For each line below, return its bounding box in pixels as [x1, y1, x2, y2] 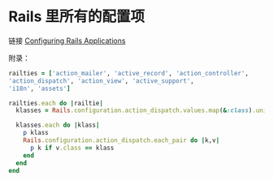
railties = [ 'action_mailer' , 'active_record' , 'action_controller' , [8, 69, 249, 77]
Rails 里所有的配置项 [8, 7, 145, 26]
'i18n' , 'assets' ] [8, 84, 71, 93]
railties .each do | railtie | [8, 99, 104, 107]
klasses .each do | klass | [15, 121, 100, 130]
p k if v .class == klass [29, 144, 115, 152]
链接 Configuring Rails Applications [8, 36, 126, 45]
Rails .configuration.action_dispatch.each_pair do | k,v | [23, 136, 220, 144]
